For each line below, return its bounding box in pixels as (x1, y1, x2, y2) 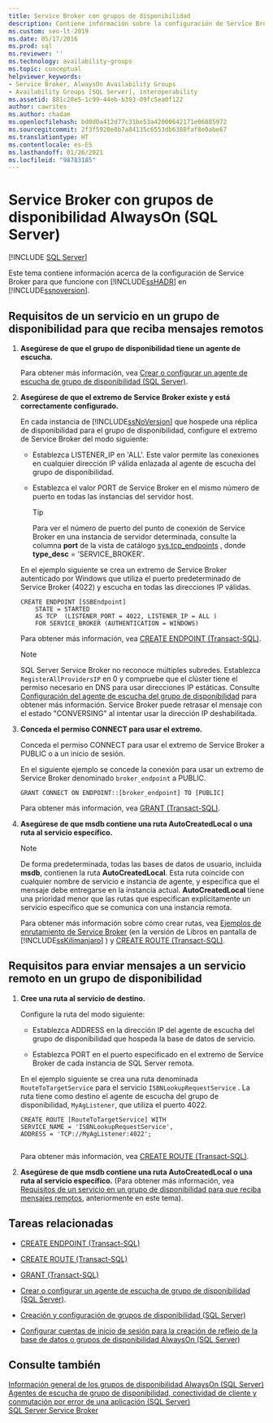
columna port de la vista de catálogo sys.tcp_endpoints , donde (32, 541, 246, 550)
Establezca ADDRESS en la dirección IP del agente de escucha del (32, 1025, 255, 1034)
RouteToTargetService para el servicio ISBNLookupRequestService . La (19, 1083, 250, 1092)
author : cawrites (8, 103, 67, 111)
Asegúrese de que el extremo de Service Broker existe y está (19, 393, 231, 402)
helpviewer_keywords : (8, 72, 82, 81)
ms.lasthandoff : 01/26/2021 (8, 148, 104, 156)
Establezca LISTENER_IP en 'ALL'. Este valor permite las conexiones (32, 450, 260, 459)
